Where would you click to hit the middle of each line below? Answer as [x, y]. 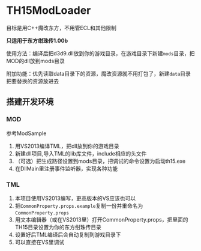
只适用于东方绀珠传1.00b [37, 40]
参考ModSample [26, 133]
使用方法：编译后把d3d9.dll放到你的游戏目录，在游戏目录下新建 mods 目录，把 [100, 53]
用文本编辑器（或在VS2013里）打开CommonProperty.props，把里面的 [101, 219]
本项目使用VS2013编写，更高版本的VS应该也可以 [75, 198]
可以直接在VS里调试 [40, 242]
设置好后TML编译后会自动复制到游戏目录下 [68, 234]
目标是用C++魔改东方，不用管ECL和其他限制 [61, 28]
